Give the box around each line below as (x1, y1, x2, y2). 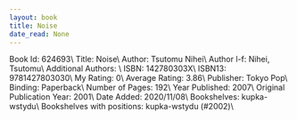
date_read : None (9, 29, 70, 38)
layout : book (9, 12, 58, 22)
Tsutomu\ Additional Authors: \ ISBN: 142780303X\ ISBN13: (9, 63, 227, 74)
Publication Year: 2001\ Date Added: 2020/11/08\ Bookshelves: (9, 92, 240, 102)
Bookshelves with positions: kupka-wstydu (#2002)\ (41, 101, 234, 112)
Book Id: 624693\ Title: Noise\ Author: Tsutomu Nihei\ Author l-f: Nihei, (9, 54, 270, 65)
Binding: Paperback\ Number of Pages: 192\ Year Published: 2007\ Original (9, 82, 285, 93)
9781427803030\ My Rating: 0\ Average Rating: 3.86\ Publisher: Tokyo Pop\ (9, 73, 288, 84)
